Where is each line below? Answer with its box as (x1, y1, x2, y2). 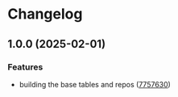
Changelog (7, 5, 83, 23)
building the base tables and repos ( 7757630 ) (19, 79, 171, 89)
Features (7, 61, 43, 73)
